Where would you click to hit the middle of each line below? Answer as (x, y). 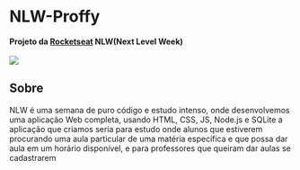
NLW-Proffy (55, 17)
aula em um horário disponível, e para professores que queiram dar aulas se (150, 148)
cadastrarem (33, 157)
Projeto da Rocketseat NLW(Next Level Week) (97, 41)
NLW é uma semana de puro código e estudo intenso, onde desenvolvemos (150, 110)
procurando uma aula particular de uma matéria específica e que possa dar (149, 139)
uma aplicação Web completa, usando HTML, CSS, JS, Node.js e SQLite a (146, 120)
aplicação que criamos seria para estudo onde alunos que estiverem (136, 129)
